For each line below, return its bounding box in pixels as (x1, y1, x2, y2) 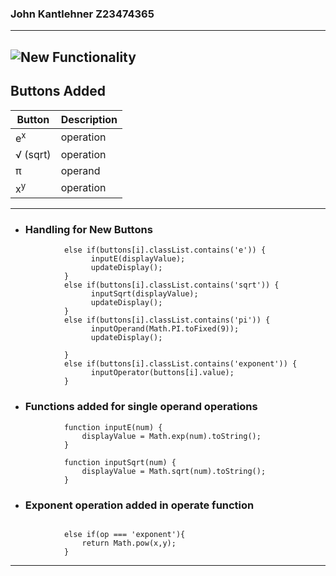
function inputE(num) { (63, 422, 163, 432)
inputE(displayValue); (90, 254, 186, 264)
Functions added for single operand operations (24, 400, 258, 414)
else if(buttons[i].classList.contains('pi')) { (63, 315, 271, 326)
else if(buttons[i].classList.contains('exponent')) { (63, 359, 298, 369)
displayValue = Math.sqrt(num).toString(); (81, 466, 267, 476)
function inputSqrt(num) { (63, 457, 177, 467)
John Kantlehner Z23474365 (10, 7, 155, 21)
